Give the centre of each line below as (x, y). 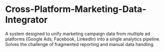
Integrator (26, 20)
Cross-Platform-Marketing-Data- (76, 9)
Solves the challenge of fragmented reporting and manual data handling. (80, 44)
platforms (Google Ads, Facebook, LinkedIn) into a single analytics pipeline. (83, 39)
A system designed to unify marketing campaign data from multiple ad (78, 33)
